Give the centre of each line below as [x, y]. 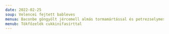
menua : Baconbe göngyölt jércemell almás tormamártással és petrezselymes [85, 19]
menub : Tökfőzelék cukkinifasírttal [44, 24]
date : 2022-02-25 [23, 10]
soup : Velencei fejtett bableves [40, 14]
